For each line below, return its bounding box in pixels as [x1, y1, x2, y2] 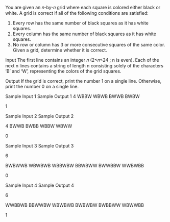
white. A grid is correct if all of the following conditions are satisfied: [5, 10, 149, 16]
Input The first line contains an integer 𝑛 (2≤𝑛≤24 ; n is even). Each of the [5, 57, 159, 63]
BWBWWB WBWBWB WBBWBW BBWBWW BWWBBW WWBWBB [5, 163, 144, 168]
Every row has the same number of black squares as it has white [12, 20, 149, 26]
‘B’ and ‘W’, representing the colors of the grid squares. [5, 68, 122, 74]
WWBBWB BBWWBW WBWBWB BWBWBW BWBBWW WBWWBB [5, 202, 144, 208]
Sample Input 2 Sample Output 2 [5, 113, 74, 119]
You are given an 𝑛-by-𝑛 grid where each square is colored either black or [5, 5, 161, 10]
